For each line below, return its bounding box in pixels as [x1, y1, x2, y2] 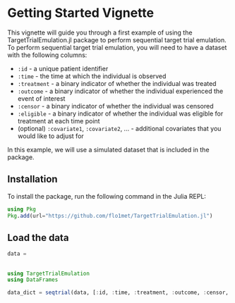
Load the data [7, 231, 69, 244]
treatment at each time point [17, 116, 100, 125]
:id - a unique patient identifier [17, 64, 109, 73]
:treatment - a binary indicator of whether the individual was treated [17, 79, 217, 87]
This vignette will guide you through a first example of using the [7, 28, 193, 37]
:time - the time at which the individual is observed [17, 72, 167, 80]
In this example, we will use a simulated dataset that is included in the [7, 145, 210, 154]
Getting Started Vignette [7, 5, 155, 21]
